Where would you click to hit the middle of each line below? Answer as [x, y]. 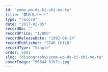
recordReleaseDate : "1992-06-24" [41, 39]
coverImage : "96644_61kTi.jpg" [38, 62]
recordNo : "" [19, 29]
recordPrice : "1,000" [28, 33]
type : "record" [21, 19]
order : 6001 [18, 52]
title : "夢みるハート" [27, 15]
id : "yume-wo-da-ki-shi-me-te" [38, 10]
